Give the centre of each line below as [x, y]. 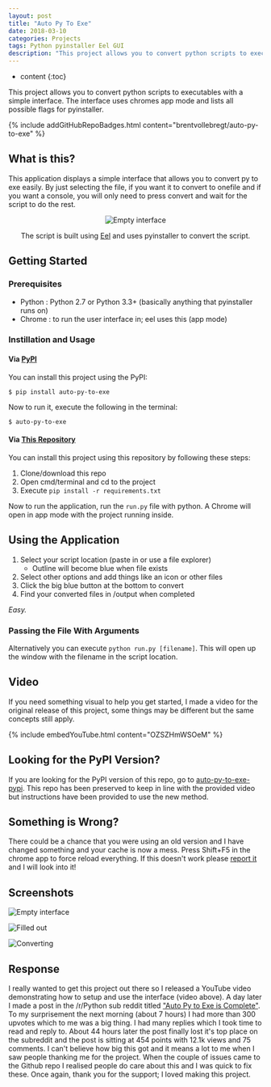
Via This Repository [42, 440]
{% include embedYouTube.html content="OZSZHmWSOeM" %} [116, 734]
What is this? [42, 159]
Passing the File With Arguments [74, 630]
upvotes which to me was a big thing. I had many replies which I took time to [135, 1023]
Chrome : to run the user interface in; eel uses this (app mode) [123, 319]
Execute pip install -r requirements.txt [90, 490]
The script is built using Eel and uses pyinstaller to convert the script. [135, 235]
